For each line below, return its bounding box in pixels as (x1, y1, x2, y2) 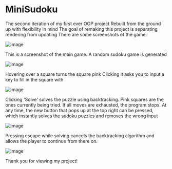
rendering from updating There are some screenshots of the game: (5, 31, 147, 37)
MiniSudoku (5, 4, 58, 15)
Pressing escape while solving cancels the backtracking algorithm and (5, 132, 155, 139)
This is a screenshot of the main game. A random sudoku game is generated (5, 51, 167, 57)
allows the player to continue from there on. (5, 138, 98, 144)
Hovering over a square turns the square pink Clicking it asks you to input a (5, 71, 164, 77)
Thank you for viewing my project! (5, 158, 78, 164)
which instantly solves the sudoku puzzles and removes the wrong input (5, 113, 158, 119)
